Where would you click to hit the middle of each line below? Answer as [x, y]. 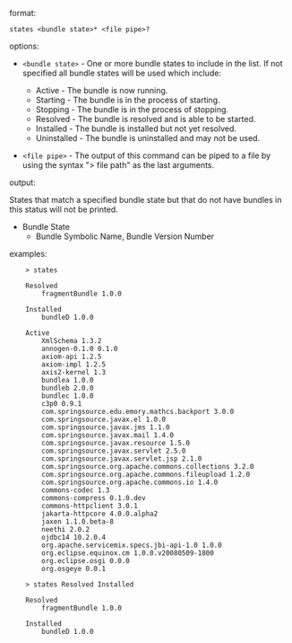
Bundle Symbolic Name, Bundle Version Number [125, 236]
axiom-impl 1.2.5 [73, 365]
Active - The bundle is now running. [102, 90]
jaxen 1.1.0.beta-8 [78, 522]
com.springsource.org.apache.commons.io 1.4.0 [130, 482]
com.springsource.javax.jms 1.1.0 [106, 427]
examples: [28, 254]
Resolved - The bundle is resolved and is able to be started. [146, 119]
